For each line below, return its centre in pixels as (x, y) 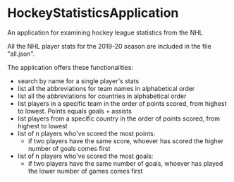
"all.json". (21, 54)
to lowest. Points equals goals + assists (74, 111)
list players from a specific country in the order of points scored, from (119, 119)
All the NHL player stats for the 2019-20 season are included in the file (109, 46)
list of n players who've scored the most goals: (85, 156)
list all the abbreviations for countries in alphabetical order (102, 96)
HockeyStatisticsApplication (93, 13)
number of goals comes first (69, 148)
